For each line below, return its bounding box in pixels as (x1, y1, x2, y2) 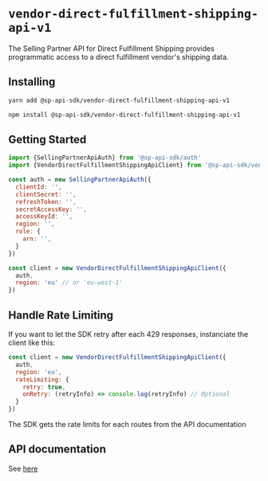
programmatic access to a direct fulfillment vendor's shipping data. (8, 52, 229, 61)
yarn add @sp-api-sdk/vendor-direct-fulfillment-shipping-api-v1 (8, 96, 230, 104)
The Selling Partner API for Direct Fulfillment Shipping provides (8, 43, 215, 53)
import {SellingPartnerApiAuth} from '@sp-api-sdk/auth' (8, 154, 202, 162)
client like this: (8, 338, 56, 347)
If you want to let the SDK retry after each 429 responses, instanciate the (8, 330, 249, 338)
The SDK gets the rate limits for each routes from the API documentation (8, 420, 246, 428)
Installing (8, 75, 56, 89)
